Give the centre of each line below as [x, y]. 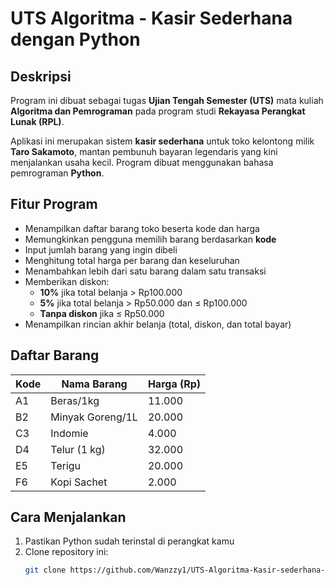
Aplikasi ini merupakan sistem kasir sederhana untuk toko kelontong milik [162, 141]
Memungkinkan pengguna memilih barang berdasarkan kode [150, 239]
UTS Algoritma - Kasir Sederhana [151, 18]
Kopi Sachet [79, 482]
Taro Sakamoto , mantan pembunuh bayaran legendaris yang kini [144, 151]
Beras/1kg [75, 400]
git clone [45, 570]
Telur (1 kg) [78, 449]
